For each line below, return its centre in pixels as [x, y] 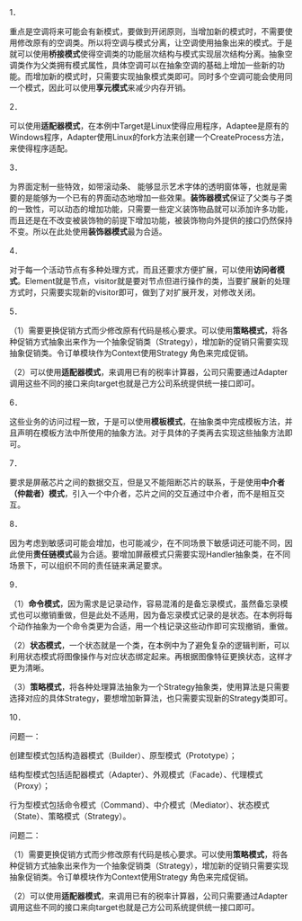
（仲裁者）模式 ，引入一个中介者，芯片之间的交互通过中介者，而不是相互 [143, 493]
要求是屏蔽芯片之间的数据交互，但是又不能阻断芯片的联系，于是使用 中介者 [147, 482]
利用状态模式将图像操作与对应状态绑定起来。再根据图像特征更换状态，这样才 [151, 657]
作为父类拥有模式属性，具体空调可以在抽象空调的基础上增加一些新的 [151, 65]
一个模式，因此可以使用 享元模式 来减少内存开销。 [100, 88]
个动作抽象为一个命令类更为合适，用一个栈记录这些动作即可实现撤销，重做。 [151, 626]
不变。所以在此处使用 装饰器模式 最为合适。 [88, 232]
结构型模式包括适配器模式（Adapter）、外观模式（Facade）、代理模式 [136, 774]
